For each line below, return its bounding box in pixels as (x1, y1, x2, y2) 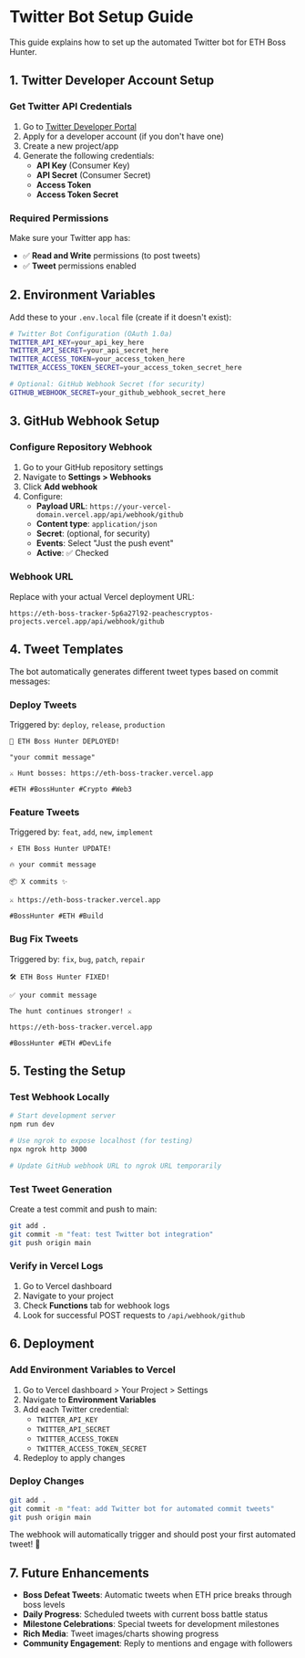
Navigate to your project (22, 1290, 114, 1301)
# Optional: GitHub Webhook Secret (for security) (9, 380, 206, 389)
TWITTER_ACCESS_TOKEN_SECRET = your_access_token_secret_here (9, 363, 243, 373)
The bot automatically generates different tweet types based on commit (9, 666, 280, 677)
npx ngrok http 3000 (9, 1144, 88, 1154)
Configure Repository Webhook (9, 441, 153, 454)
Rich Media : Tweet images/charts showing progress (22, 1628, 219, 1640)
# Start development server (9, 1111, 117, 1120)
